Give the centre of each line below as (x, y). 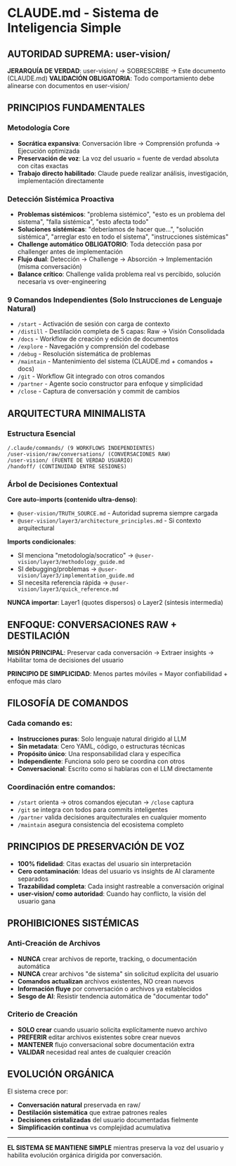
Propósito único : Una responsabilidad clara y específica (99, 753)
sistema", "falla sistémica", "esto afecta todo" (83, 221)
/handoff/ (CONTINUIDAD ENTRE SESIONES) (67, 466)
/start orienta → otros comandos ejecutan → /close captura (106, 802)
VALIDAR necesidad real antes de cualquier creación (94, 1052)
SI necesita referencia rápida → (63, 583)
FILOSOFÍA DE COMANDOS (68, 703)
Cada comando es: (40, 723)
